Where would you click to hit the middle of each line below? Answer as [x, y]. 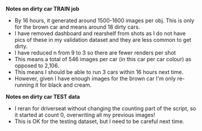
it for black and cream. [63, 85]
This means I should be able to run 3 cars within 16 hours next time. [99, 72]
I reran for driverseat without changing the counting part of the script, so [105, 108]
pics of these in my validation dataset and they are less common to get [103, 40]
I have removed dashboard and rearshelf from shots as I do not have [100, 33]
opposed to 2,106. [37, 65]
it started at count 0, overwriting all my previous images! [85, 115]
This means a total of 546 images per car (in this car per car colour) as [103, 59]
